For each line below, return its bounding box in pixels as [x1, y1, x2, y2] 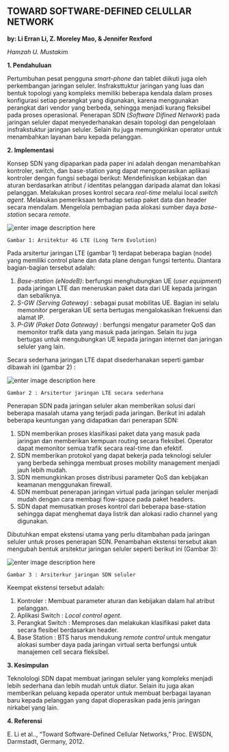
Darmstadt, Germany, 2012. [7, 737, 85, 745]
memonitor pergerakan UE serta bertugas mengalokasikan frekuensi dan [16, 305, 222, 314]
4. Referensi [7, 716, 42, 725]
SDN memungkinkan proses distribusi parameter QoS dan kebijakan [16, 473, 208, 481]
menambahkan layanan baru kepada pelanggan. [7, 132, 143, 141]
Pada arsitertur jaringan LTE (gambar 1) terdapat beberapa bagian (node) [7, 248, 212, 257]
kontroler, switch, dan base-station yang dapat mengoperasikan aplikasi [7, 166, 211, 174]
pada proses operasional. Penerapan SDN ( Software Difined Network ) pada [7, 110, 220, 119]
